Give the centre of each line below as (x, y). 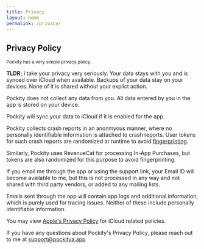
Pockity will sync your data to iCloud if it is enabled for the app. (86, 117)
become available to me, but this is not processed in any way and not (93, 178)
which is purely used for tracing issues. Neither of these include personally (100, 203)
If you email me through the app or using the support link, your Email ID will (100, 171)
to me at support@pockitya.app (46, 239)
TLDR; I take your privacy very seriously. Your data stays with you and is (97, 73)
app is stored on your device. (43, 105)
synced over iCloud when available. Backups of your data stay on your (95, 80)
